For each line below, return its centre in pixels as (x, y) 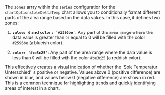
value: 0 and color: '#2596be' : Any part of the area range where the (82, 32)
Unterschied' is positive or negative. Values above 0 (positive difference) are (83, 72)
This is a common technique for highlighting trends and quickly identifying (81, 83)
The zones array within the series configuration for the (60, 7)
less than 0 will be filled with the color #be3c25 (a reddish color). (77, 58)
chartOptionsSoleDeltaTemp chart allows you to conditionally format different (82, 12)
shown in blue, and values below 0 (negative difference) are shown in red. (80, 78)
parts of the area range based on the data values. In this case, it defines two (82, 17)
